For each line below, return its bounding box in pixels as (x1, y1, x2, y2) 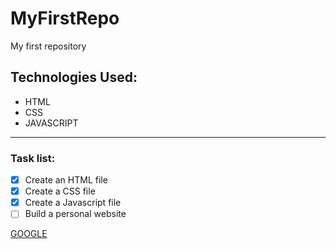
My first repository (10, 40, 87, 52)
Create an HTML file (24, 174, 108, 186)
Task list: (10, 151, 56, 165)
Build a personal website (24, 208, 127, 220)
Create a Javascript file (24, 197, 122, 209)
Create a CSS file (24, 185, 96, 197)
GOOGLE (10, 228, 48, 240)
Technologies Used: (10, 69, 138, 86)
